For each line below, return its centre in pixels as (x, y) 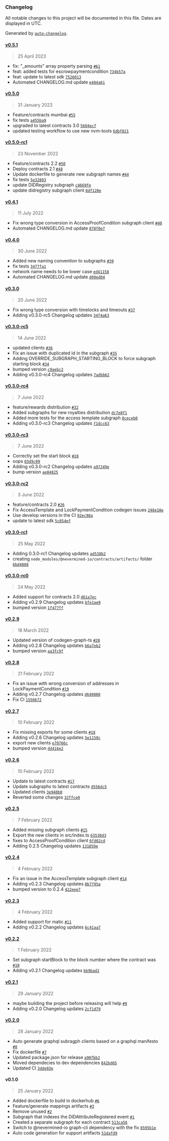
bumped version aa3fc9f (38, 650)
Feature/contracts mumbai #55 (44, 114)
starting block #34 (31, 364)
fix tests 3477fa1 (29, 266)
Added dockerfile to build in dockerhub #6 (56, 1101)
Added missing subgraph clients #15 (50, 829)
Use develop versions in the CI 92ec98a (53, 515)
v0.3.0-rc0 (17, 576)
